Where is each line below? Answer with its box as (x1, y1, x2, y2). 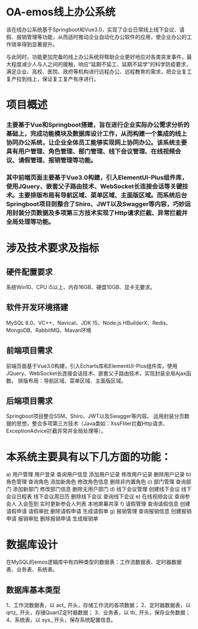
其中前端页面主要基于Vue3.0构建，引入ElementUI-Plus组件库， (6, 173, 188, 182)
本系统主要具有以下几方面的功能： (6, 450, 172, 463)
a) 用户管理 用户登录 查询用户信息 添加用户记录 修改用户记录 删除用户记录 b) (6, 471, 192, 478)
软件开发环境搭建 (6, 302, 68, 312)
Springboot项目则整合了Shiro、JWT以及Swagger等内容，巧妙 (6, 200, 185, 208)
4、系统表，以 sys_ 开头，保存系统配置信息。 (6, 617, 116, 624)
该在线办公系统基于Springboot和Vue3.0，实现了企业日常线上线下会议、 (6, 26, 180, 33)
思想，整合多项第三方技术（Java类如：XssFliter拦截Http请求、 (16, 420, 168, 427)
